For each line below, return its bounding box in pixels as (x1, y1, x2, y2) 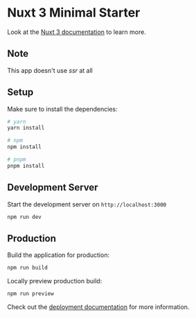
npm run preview (7, 290, 54, 297)
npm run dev (7, 213, 42, 220)
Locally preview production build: (7, 277, 103, 285)
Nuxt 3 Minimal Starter (7, 5, 141, 21)
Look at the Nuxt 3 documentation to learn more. (7, 28, 147, 36)
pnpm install (7, 162, 45, 169)
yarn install (7, 125, 45, 132)
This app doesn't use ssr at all (7, 66, 93, 74)
